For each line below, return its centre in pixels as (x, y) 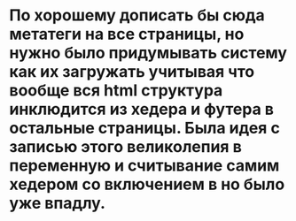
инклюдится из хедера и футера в (142, 109)
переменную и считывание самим (144, 166)
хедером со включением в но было (147, 184)
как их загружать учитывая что (132, 72)
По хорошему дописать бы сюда (137, 15)
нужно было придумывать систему (148, 53)
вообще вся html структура (116, 91)
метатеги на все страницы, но (127, 34)
